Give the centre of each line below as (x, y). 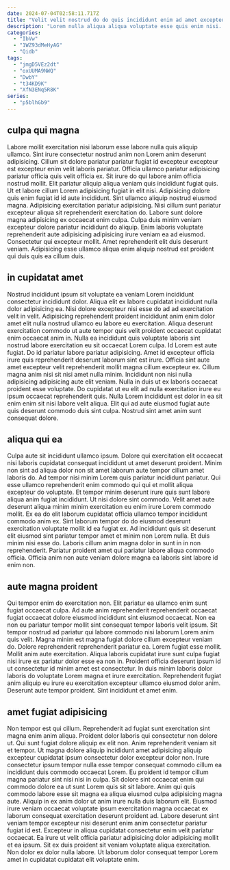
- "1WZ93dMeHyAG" (38, 45)
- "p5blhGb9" (32, 103)
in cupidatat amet (45, 278)
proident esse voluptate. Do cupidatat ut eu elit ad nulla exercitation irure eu (114, 388)
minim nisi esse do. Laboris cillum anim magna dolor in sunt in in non (104, 543)
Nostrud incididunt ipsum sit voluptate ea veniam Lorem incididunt (101, 294)
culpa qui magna (43, 130)
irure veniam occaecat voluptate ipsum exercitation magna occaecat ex (108, 808)
